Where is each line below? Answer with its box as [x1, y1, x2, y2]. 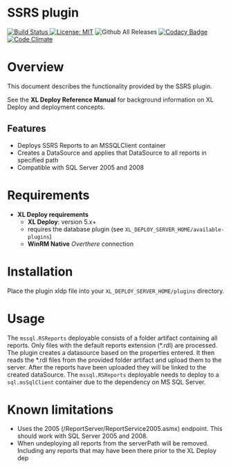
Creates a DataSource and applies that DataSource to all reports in [17, 149, 207, 157]
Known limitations [7, 402, 114, 417]
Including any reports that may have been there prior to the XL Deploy [17, 447, 216, 455]
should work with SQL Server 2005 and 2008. [17, 432, 149, 440]
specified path [17, 155, 59, 164]
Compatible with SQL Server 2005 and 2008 [17, 163, 145, 171]
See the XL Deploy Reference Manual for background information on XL [7, 95, 214, 104]
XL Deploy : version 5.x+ [27, 218, 97, 226]
